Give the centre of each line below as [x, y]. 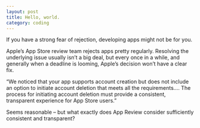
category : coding [28, 23]
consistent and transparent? [41, 118]
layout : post [22, 12]
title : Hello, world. [33, 17]
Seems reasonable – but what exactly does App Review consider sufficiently [100, 112]
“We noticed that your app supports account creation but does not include [98, 82]
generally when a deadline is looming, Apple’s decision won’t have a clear [97, 64]
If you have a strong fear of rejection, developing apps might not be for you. [99, 40]
